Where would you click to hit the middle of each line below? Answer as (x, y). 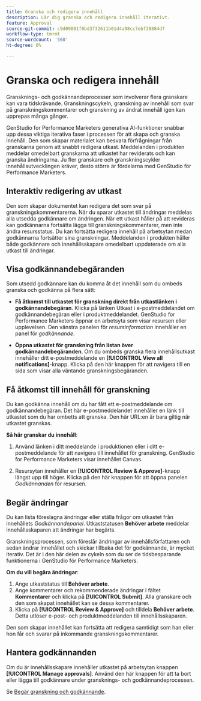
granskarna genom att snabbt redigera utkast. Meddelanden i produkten (95, 147)
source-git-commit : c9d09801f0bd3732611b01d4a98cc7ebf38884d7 (85, 29)
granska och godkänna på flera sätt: (51, 290)
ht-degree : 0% (24, 46)
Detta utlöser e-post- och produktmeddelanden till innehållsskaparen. (101, 616)
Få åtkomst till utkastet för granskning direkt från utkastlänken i (96, 302)
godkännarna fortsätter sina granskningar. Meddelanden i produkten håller (98, 237)
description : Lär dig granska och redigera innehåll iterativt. (88, 17)
